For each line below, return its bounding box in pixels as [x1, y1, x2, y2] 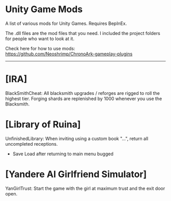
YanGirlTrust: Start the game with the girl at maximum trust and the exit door [5, 185, 165, 191]
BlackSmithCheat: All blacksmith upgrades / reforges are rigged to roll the [5, 90, 160, 96]
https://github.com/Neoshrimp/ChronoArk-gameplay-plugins [5, 51, 133, 57]
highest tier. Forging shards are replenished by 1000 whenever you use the [5, 95, 162, 102]
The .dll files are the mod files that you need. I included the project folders [5, 30, 160, 36]
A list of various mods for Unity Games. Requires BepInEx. [5, 20, 127, 26]
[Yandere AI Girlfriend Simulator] [5, 169, 147, 180]
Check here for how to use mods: [5, 45, 75, 51]
